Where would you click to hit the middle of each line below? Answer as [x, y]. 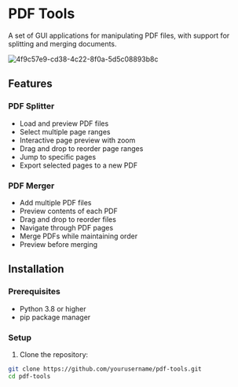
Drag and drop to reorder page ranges [81, 148]
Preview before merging [59, 244]
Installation [36, 269]
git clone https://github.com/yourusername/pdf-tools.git [105, 369]
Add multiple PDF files [55, 202]
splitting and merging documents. [62, 43]
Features [30, 84]
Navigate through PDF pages [66, 227]
